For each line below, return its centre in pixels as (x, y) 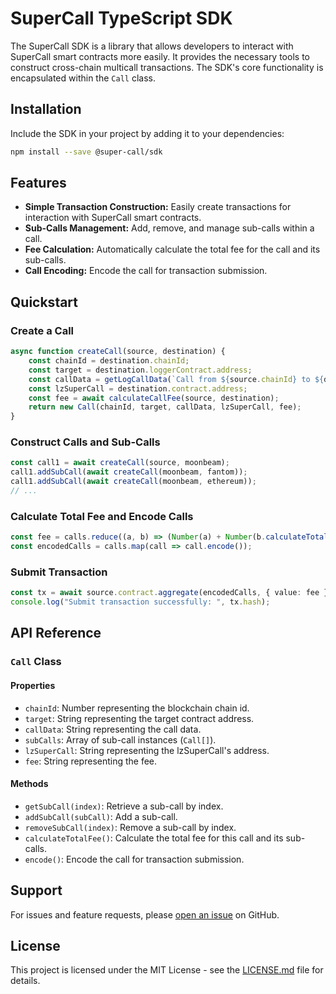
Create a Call (42, 330)
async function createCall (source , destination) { (118, 352)
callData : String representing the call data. (113, 729)
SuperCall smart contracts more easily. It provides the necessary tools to (160, 56)
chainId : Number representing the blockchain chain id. (137, 708)
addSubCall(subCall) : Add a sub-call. (101, 816)
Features (38, 183)
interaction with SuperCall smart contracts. (113, 218)
